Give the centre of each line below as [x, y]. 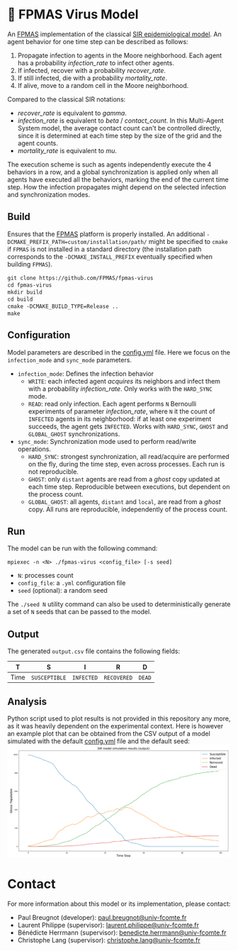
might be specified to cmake [188, 241]
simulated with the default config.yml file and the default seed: [98, 741]
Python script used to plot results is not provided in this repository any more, [119, 718]
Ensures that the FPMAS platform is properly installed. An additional [106, 234]
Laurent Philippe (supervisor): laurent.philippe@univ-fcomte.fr [108, 925]
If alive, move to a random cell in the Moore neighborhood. [103, 85]
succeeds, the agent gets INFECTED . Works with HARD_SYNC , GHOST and [128, 426]
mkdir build [25, 292]
